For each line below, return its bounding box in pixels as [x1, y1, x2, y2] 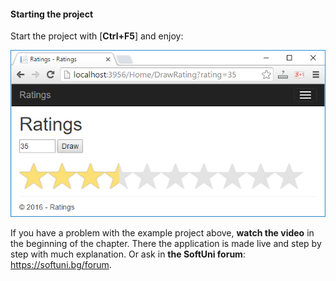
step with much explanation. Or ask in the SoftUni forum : [10, 248, 246, 260]
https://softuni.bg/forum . [10, 259, 112, 271]
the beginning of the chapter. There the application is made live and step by [10, 238, 322, 250]
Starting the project [10, 8, 94, 20]
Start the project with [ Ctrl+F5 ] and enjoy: [10, 30, 184, 42]
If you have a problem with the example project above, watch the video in [10, 227, 315, 239]
